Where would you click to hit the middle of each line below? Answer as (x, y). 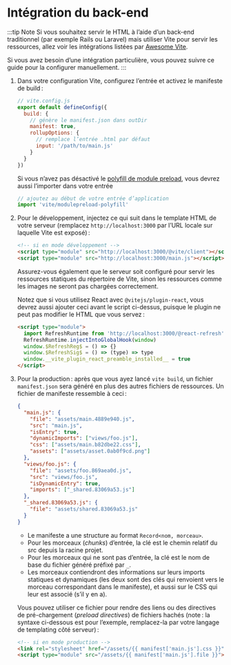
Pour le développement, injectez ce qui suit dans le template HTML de (117, 218)
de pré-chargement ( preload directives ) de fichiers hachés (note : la (113, 614)
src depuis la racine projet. (65, 550)
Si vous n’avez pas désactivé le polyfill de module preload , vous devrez (118, 179)
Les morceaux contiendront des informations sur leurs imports (116, 572)
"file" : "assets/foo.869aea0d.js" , (81, 471)
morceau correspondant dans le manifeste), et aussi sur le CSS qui (122, 587)
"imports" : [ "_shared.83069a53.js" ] (82, 490)
